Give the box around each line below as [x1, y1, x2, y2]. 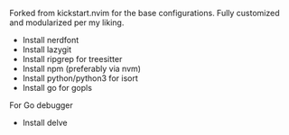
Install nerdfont [22, 35, 79, 45]
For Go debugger [9, 100, 74, 111]
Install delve [22, 117, 68, 128]
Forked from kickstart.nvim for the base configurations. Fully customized [9, 8, 280, 18]
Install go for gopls [22, 83, 93, 93]
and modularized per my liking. [9, 17, 125, 28]
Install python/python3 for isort [22, 73, 138, 84]
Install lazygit [22, 44, 72, 55]
